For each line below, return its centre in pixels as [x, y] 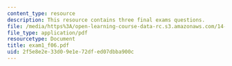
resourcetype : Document [41, 39]
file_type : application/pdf [48, 33]
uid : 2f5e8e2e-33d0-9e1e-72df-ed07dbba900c [71, 52]
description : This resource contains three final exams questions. [106, 20]
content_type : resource [41, 13]
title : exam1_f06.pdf [38, 45]
